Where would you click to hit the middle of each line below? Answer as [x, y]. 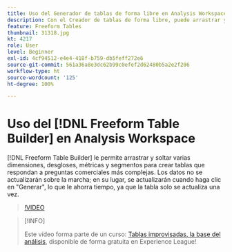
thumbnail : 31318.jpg [38, 33]
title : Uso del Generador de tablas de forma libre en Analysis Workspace [117, 13]
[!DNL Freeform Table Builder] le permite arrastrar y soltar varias [99, 158]
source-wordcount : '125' [43, 77]
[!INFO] [35, 221]
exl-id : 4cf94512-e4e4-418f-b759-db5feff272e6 [75, 59]
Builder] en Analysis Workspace [101, 139]
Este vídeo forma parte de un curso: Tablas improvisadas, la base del [122, 234]
